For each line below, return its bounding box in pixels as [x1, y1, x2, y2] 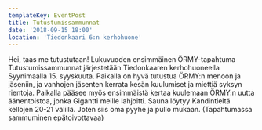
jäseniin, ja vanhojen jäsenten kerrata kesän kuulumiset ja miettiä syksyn [8, 80, 242, 89]
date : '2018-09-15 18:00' [8, 26, 93, 34]
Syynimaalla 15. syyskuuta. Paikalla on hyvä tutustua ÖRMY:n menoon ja [8, 71, 242, 81]
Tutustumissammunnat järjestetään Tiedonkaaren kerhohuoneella [8, 63, 220, 73]
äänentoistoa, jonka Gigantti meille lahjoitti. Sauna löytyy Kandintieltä [8, 96, 231, 106]
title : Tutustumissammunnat [8, 19, 100, 27]
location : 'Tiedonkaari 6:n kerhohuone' [8, 33, 143, 42]
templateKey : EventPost [8, 11, 86, 20]
